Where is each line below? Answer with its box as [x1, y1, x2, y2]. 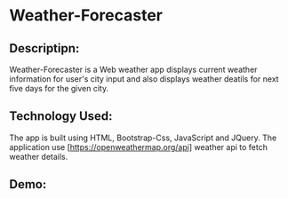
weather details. [9, 151, 68, 162]
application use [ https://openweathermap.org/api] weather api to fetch [9, 141, 268, 152]
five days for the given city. [9, 83, 109, 93]
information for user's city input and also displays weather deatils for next [9, 74, 279, 84]
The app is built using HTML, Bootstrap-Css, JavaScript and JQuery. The [9, 132, 277, 143]
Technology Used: [9, 108, 113, 124]
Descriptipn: [9, 41, 80, 56]
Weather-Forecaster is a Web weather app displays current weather [9, 64, 258, 75]
